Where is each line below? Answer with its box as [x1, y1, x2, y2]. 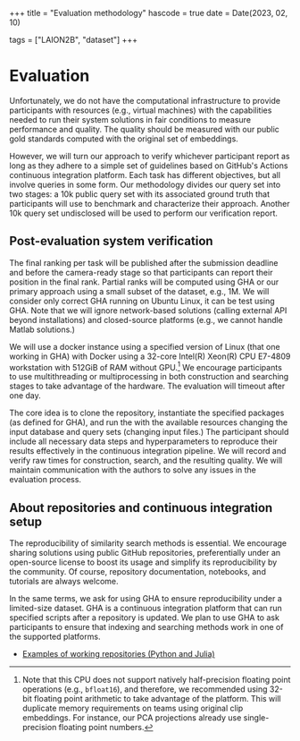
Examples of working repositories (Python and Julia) [21, 649, 216, 660]
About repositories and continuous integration [9, 500, 273, 515]
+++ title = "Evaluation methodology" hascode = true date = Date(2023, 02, [9, 8, 288, 18]
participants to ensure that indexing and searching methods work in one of [9, 622, 284, 633]
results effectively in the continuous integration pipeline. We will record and [9, 446, 287, 456]
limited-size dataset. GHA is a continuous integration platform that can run [9, 603, 283, 614]
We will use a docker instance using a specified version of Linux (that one [9, 341, 280, 352]
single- [243, 712, 270, 723]
